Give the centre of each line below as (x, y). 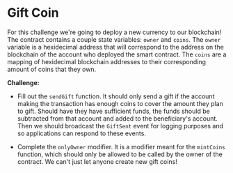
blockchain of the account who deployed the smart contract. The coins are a (117, 54)
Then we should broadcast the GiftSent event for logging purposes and (120, 126)
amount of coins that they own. (52, 69)
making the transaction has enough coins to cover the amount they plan (120, 103)
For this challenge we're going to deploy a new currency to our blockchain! (114, 32)
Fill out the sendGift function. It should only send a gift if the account (116, 96)
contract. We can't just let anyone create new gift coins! (97, 161)
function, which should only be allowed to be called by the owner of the (120, 154)
